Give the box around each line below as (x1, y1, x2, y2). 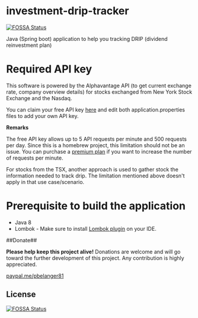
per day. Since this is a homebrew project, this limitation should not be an (6, 141, 185, 149)
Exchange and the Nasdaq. (6, 94, 72, 101)
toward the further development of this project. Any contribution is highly (6, 254, 185, 262)
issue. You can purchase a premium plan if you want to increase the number (6, 148, 192, 155)
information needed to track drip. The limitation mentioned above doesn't (6, 172, 185, 179)
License (6, 290, 36, 300)
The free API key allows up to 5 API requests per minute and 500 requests (6, 135, 187, 142)
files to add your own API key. (6, 112, 79, 119)
